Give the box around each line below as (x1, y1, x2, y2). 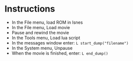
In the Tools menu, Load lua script (11, 35, 80, 41)
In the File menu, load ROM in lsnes (11, 19, 83, 25)
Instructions (4, 3, 55, 15)
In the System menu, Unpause (11, 45, 73, 51)
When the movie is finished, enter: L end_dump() (11, 50, 109, 56)
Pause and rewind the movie (11, 30, 69, 35)
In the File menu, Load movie (11, 24, 70, 30)
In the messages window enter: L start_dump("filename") (11, 40, 129, 46)
